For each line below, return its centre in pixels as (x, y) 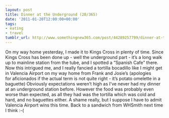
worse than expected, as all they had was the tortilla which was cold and (80, 94)
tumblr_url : (18, 38)
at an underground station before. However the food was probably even (80, 89)
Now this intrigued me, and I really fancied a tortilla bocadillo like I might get (84, 67)
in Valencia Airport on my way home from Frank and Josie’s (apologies (78, 73)
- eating (14, 28)
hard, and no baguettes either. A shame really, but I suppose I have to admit (83, 99)
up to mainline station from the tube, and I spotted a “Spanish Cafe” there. (82, 62)
